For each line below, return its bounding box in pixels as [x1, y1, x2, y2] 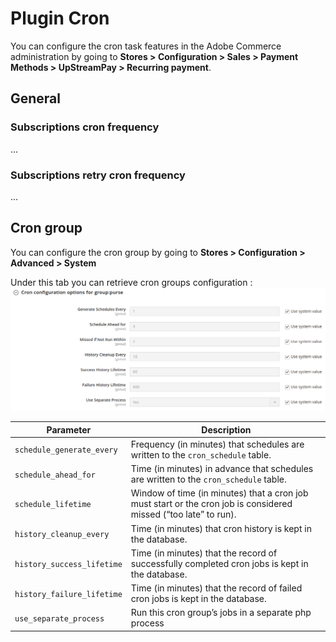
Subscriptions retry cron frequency [10, 168, 186, 182]
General [10, 90, 62, 107]
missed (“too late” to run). [130, 508, 237, 521]
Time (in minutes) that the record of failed [130, 582, 303, 594]
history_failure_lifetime [14, 589, 123, 599]
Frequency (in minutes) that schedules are [130, 438, 305, 450]
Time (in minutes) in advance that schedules [130, 463, 314, 475]
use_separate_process [14, 613, 105, 624]
